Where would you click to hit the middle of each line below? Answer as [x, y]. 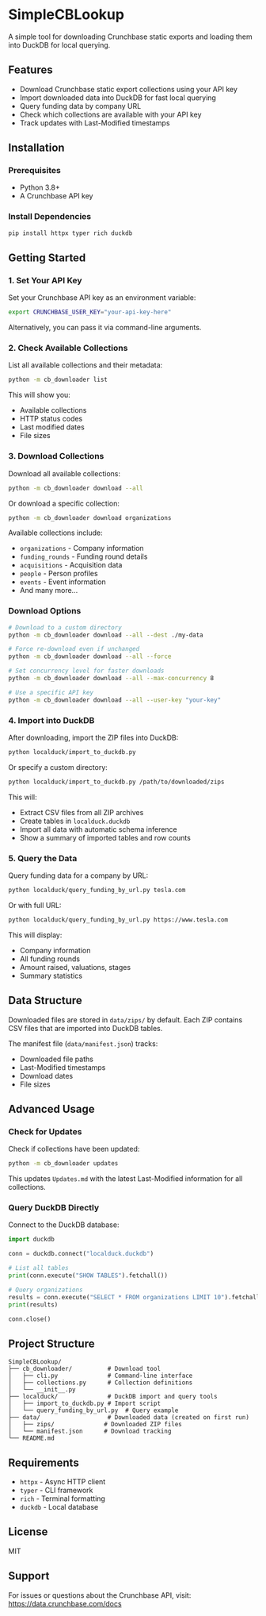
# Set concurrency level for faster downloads [86, 671]
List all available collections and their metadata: [85, 365]
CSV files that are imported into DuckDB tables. [85, 1028]
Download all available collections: [65, 473]
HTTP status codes [51, 419]
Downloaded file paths [56, 1059]
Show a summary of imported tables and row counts [105, 837]
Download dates [46, 1075]
